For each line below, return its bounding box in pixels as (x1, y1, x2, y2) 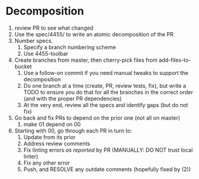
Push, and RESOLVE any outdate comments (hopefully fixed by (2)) (23, 165, 191, 173)
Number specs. (14, 37, 53, 44)
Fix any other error (23, 159, 70, 166)
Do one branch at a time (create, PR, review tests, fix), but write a (23, 82, 186, 89)
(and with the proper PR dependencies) (23, 95, 122, 102)
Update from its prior (23, 133, 76, 140)
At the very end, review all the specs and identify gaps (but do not (23, 101, 188, 108)
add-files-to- (158, 56, 191, 63)
